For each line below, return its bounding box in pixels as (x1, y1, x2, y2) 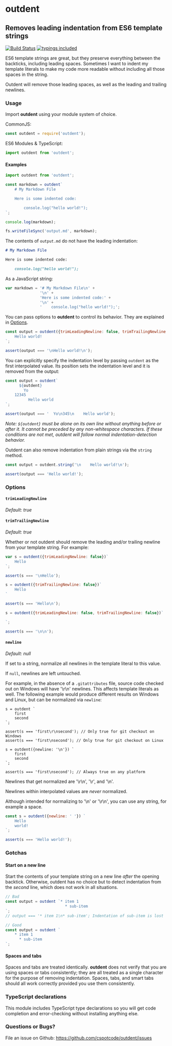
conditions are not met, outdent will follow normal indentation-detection (5, 431, 157, 438)
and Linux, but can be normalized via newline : (5, 696, 102, 703)
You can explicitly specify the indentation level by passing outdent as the (5, 357, 159, 363)
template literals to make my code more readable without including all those (5, 66, 165, 72)
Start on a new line (5, 862, 46, 868)
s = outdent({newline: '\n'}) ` (5, 747, 74, 752)
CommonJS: (5, 121, 32, 127)
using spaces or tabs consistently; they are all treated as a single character (5, 970, 164, 976)
